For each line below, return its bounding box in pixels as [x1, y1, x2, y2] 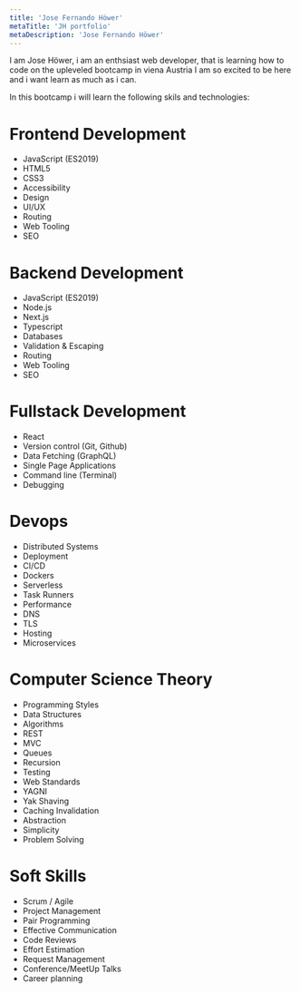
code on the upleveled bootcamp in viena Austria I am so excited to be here [9, 64, 292, 75]
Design [22, 192, 50, 203]
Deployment [22, 550, 69, 562]
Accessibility [22, 182, 71, 193]
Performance [22, 599, 73, 610]
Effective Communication [22, 925, 118, 935]
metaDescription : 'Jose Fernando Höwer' [9, 30, 165, 39]
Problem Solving [22, 834, 84, 845]
